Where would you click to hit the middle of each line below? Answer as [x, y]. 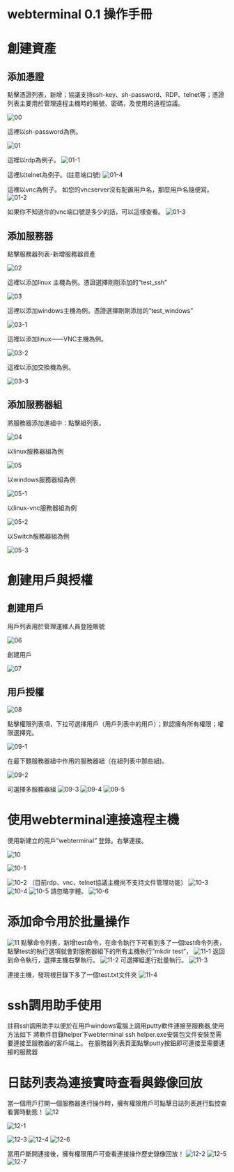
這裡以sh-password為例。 [45, 132]
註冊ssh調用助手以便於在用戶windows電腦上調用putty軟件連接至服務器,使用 [116, 1026]
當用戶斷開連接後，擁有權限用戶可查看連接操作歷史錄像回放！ [96, 1154]
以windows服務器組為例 [41, 479]
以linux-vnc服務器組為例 [42, 508]
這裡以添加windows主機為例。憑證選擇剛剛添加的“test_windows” [100, 310]
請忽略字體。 [69, 891]
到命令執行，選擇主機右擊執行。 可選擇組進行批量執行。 [97, 959]
